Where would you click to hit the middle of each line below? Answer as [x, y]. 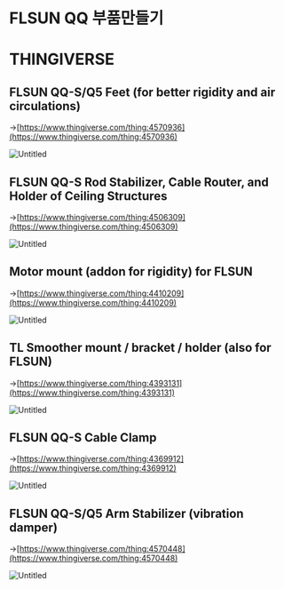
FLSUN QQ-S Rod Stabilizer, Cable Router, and [139, 182]
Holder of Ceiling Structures [88, 196]
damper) [33, 527]
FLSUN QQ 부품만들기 [87, 18]
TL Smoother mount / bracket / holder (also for [141, 348]
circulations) [45, 106]
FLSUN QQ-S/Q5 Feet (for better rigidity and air [142, 92]
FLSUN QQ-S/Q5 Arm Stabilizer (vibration [126, 513]
